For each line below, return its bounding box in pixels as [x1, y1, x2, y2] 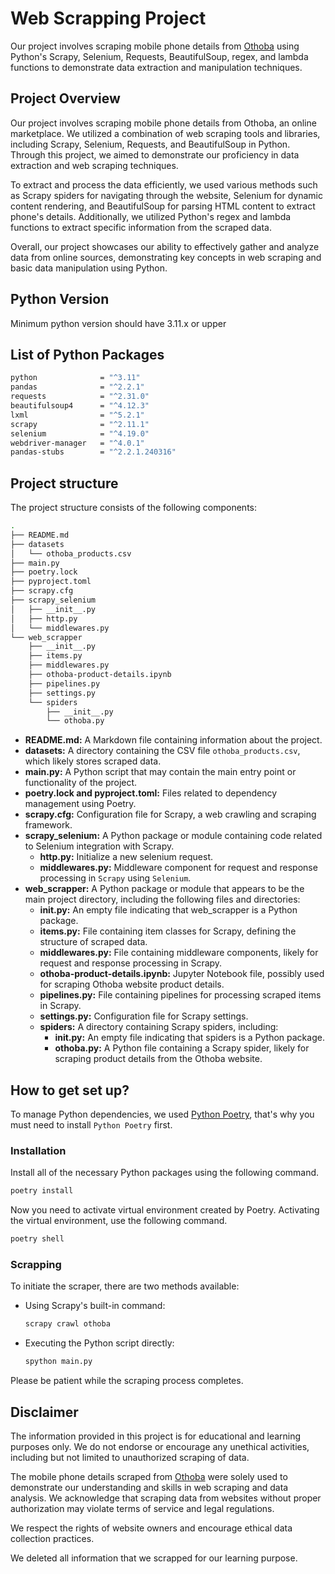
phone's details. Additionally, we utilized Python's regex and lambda [10, 210, 292, 222]
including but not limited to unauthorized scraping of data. [10, 1452, 250, 1464]
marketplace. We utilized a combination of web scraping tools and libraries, [10, 127, 321, 139]
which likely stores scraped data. [24, 755, 162, 767]
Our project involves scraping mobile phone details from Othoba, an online [10, 117, 317, 129]
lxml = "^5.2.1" [10, 410, 145, 420]
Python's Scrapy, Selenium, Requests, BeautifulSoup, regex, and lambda [10, 50, 309, 62]
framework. [24, 819, 73, 831]
